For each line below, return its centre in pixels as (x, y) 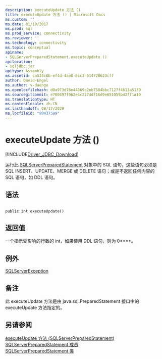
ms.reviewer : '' (22, 38)
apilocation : (19, 62)
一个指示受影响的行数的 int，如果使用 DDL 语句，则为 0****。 (71, 241)
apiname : (14, 52)
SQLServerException (27, 271)
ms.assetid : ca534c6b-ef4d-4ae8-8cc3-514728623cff (60, 76)
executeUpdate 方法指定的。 (35, 308)
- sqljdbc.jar (20, 66)
